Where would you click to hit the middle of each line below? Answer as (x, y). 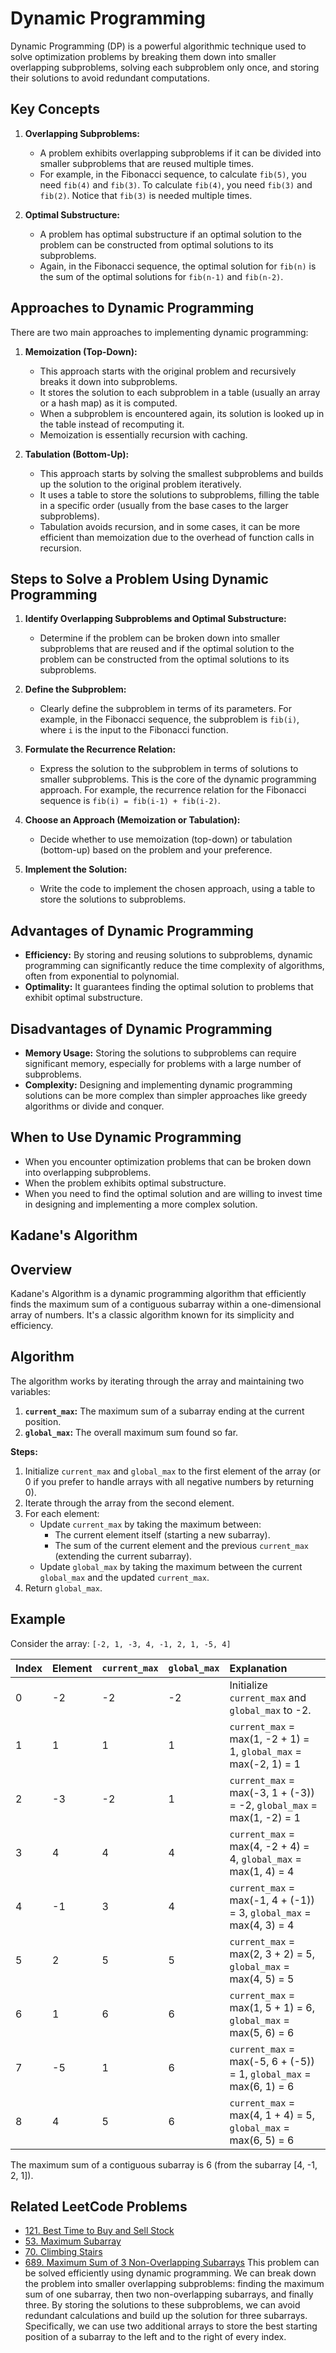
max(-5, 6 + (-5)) (272, 2061)
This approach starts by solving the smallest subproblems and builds (181, 473)
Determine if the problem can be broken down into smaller (159, 638)
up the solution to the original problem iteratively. (140, 484)
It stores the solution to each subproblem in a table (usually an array (180, 392)
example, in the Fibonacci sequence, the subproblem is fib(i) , (169, 719)
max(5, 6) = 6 (262, 2032)
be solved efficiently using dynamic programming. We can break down (170, 2273)
